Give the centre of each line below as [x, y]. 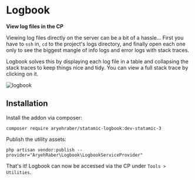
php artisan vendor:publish [41, 150]
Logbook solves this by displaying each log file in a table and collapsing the [97, 61]
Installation [27, 104]
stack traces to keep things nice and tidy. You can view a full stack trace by [97, 67]
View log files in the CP [35, 26]
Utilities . [19, 172]
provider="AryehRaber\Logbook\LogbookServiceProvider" [75, 155]
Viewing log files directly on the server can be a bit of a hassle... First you [95, 37]
